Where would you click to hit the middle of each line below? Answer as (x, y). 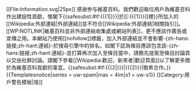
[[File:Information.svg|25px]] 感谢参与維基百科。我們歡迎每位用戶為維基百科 (98, 9)
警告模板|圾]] (27, 82)
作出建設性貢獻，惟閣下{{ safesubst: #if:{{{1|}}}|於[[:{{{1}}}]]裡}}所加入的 (92, 16)
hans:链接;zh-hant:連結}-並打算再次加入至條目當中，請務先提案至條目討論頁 (98, 53)
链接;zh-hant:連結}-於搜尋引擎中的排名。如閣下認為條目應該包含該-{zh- (93, 45)
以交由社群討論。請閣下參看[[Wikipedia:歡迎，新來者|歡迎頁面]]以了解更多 (96, 60)
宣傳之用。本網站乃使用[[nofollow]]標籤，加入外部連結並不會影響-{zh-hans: (98, 38)
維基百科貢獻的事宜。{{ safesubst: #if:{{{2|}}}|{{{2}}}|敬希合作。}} (94, 67)
